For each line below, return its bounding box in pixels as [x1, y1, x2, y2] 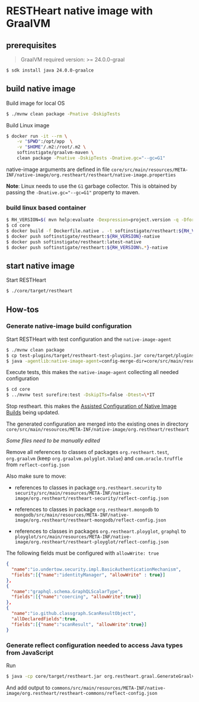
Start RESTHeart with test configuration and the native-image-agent [6, 336, 172, 343]
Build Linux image [6, 121, 50, 128]
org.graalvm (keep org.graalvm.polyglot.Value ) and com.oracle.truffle [6, 455, 183, 462]
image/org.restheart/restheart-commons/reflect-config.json [6, 690, 158, 696]
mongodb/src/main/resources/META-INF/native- [14, 512, 129, 519]
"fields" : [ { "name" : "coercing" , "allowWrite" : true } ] [11, 594, 142, 600]
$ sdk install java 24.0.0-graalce [6, 67, 94, 73]
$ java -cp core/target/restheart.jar [6, 673, 102, 679]
